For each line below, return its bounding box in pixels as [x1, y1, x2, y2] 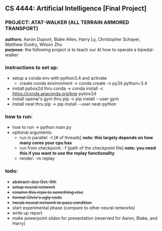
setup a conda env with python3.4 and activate [12, 75, 107, 81]
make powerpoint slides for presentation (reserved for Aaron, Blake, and [12, 215, 158, 221]
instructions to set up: [5, 64, 59, 71]
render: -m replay [19, 155, 55, 161]
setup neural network [12, 184, 55, 190]
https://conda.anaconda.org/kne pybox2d [12, 90, 97, 96]
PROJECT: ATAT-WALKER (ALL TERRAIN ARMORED [5, 19, 129, 26]
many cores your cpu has [19, 140, 72, 146]
